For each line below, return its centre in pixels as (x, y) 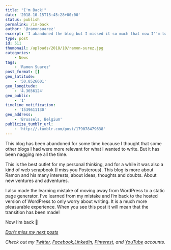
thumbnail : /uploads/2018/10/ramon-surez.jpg (54, 48)
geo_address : (19, 115)
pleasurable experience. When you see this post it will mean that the (77, 207)
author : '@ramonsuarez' (31, 29)
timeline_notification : (31, 105)
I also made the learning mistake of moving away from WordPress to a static (85, 190)
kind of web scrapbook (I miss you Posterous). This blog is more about (79, 170)
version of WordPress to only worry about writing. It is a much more (76, 201)
